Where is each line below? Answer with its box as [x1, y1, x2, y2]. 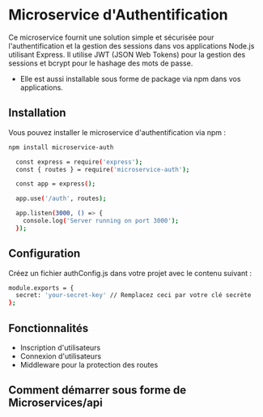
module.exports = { [8, 283, 74, 292]
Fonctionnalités [8, 321, 89, 335]
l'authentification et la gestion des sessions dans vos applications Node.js [8, 40, 255, 50]
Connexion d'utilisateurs [19, 351, 102, 361]
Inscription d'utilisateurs [19, 343, 101, 352]
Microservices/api [8, 396, 103, 410]
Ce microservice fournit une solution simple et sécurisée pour [8, 32, 214, 42]
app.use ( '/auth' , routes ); [15, 194, 107, 203]
